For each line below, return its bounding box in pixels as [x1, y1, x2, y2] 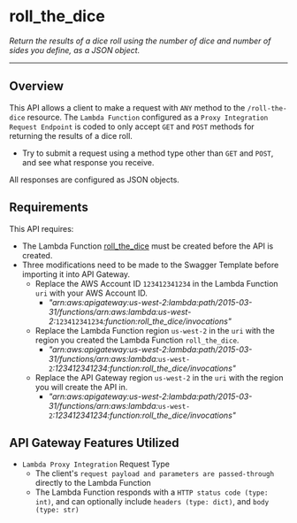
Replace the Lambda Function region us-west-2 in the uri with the [34, 325, 276, 335]
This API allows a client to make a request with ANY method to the [9, 102, 246, 112]
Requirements [9, 200, 88, 215]
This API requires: [9, 223, 74, 234]
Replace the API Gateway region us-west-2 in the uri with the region [34, 372, 284, 382]
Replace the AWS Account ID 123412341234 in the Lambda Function [34, 278, 278, 288]
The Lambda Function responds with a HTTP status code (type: [34, 487, 269, 497]
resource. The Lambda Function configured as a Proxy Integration [27, 112, 269, 122]
